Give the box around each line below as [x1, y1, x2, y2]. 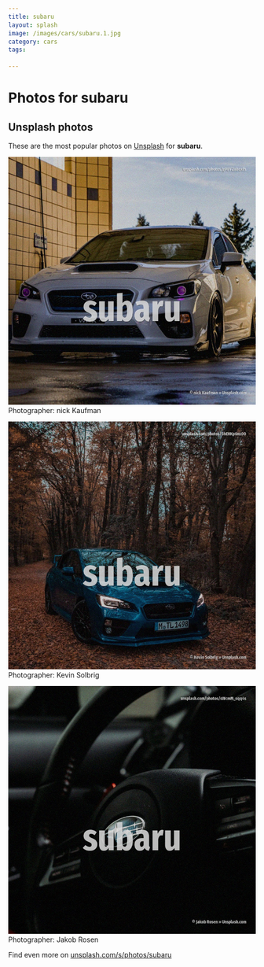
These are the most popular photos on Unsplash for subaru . [8, 142, 203, 150]
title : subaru [8, 13, 55, 20]
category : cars [8, 38, 58, 46]
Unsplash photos [8, 120, 93, 134]
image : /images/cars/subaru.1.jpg [8, 29, 122, 37]
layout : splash [8, 20, 58, 29]
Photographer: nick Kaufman [8, 406, 101, 415]
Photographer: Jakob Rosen [8, 935, 99, 944]
